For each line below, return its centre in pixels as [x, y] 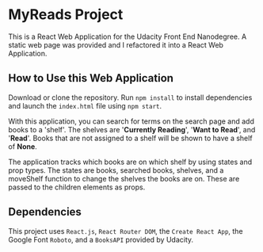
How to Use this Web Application [91, 78]
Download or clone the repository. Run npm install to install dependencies [130, 97]
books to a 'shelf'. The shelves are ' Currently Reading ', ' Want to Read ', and [132, 129]
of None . [23, 146]
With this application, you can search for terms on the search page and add [131, 121]
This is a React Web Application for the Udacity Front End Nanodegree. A [128, 36]
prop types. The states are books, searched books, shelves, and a [116, 170]
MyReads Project [66, 15]
